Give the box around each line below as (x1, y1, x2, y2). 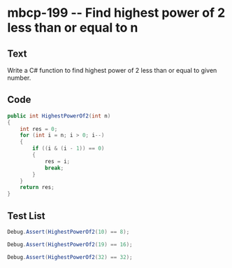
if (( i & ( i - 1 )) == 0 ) (32, 145, 105, 152)
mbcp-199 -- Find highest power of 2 (7, 5, 226, 21)
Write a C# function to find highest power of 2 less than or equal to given (7, 66, 217, 74)
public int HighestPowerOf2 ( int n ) (7, 112, 111, 120)
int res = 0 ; (20, 125, 58, 132)
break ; (44, 164, 64, 171)
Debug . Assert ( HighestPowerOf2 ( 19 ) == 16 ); (7, 241, 133, 248)
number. (7, 73, 31, 82)
